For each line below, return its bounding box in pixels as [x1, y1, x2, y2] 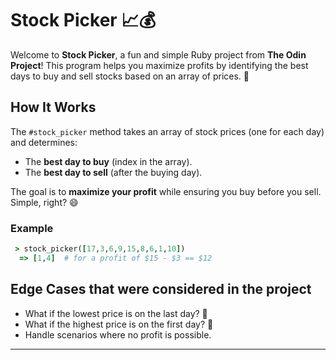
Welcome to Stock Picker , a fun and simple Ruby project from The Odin [10, 48, 307, 61]
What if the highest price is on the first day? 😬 [24, 318, 214, 330]
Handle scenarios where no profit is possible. [24, 328, 212, 341]
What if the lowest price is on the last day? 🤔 [24, 307, 208, 319]
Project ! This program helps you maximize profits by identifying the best [10, 59, 309, 71]
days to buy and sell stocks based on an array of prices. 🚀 [10, 70, 250, 82]
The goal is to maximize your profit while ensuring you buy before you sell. [10, 185, 322, 197]
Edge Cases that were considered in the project [10, 281, 312, 298]
